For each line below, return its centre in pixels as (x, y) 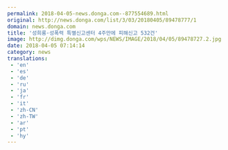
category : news (29, 53)
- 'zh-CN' (24, 110)
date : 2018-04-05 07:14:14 (46, 46)
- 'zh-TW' (24, 116)
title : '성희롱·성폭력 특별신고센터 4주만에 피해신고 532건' (82, 33)
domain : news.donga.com (42, 26)
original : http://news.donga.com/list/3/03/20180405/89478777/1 (102, 20)
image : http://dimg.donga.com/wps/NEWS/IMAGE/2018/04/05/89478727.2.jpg (114, 39)
